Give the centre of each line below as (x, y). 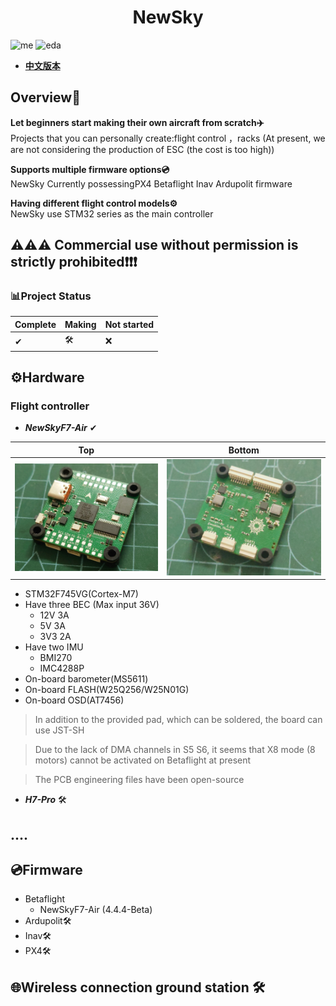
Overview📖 (45, 97)
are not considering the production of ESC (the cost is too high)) (142, 149)
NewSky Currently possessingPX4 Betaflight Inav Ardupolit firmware (151, 183)
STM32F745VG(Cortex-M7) (81, 594)
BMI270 (56, 658)
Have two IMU (54, 647)
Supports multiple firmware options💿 (90, 169)
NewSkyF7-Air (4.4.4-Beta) (96, 910)
